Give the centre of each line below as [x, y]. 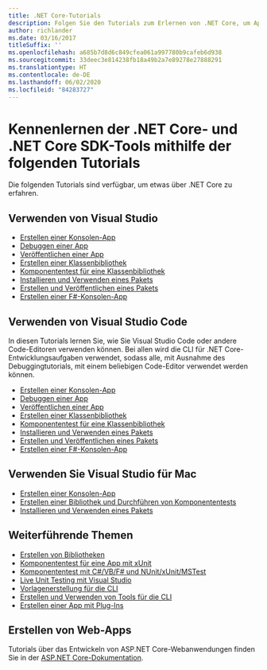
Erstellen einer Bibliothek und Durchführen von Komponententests [128, 501]
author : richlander [41, 30]
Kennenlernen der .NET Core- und [123, 129]
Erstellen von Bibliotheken [62, 555]
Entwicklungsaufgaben [46, 357]
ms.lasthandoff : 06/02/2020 [55, 82]
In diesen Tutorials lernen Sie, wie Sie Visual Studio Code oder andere [122, 341]
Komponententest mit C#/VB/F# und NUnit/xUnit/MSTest [113, 571]
